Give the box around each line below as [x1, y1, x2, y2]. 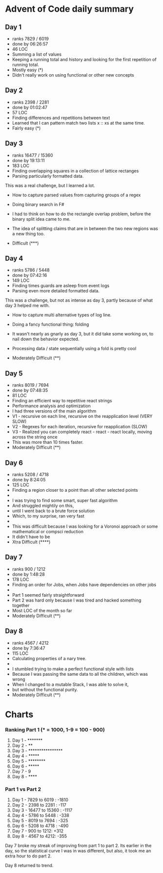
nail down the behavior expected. [12, 336, 80, 342]
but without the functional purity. [12, 686, 78, 692]
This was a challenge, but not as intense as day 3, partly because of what [5, 297, 153, 303]
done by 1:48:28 [12, 571, 45, 577]
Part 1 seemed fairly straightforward [12, 592, 84, 598]
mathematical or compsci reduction [12, 529, 84, 535]
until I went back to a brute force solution [12, 508, 95, 514]
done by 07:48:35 [12, 387, 48, 394]
